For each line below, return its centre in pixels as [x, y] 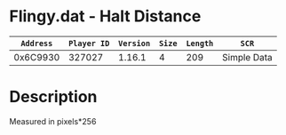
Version [135, 43]
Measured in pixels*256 [53, 121]
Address [37, 43]
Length [200, 43]
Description [53, 97]
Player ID [89, 43]
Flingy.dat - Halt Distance [105, 16]
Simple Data [247, 57]
